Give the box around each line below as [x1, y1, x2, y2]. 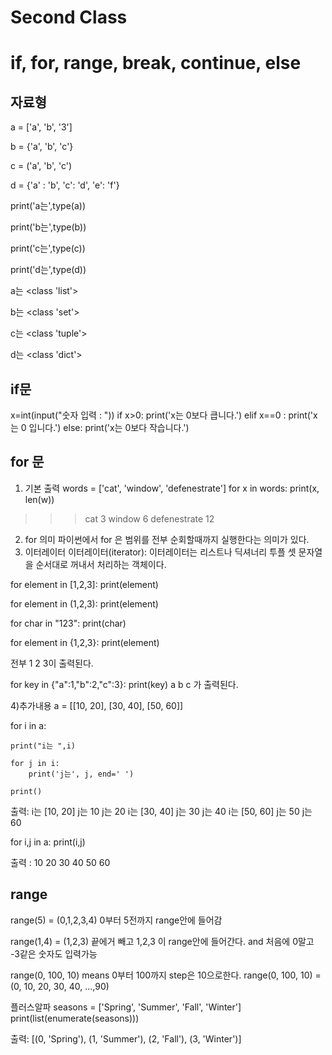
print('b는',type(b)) [10, 221, 87, 233]
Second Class [10, 6, 128, 29]
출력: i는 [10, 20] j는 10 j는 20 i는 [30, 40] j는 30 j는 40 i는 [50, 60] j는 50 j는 [10, 805, 313, 817]
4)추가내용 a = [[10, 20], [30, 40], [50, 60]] [10, 699, 184, 711]
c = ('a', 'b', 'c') [10, 160, 72, 172]
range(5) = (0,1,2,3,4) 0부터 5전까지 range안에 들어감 [10, 914, 223, 926]
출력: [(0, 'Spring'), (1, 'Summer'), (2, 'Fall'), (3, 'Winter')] [10, 1032, 242, 1045]
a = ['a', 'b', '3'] [10, 121, 73, 133]
